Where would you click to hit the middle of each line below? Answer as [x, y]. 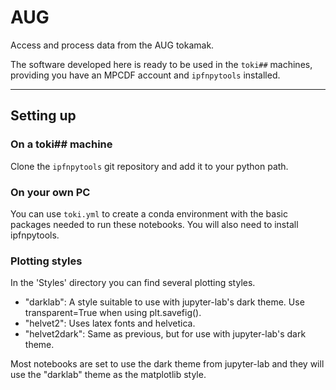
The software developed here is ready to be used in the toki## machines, [161, 64]
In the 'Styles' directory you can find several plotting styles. [133, 283]
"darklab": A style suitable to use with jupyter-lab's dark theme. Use [164, 302]
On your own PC [50, 192]
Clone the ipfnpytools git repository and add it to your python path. [149, 166]
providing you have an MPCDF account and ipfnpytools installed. [145, 75]
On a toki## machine [61, 144]
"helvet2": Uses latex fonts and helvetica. [110, 323]
